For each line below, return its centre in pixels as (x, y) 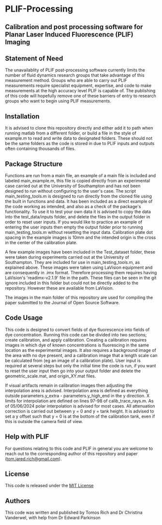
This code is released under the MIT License (49, 486)
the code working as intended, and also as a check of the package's (73, 207)
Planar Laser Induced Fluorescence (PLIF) (69, 34)
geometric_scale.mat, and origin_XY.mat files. (51, 376)
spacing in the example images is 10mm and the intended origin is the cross (81, 238)
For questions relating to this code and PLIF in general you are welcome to (79, 448)
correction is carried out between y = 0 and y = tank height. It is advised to (80, 411)
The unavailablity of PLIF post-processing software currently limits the (75, 70)
